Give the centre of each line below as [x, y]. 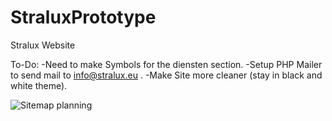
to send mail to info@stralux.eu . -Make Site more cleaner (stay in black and [166, 75]
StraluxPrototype [83, 17]
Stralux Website [43, 45]
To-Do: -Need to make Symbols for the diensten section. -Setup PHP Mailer [166, 64]
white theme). [39, 85]
